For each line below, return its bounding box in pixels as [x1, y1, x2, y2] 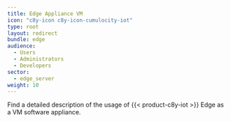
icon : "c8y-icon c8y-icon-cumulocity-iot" [7, 17, 133, 24]
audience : [7, 43, 36, 49]
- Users [13, 49, 36, 56]
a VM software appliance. [7, 108, 81, 116]
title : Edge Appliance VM [7, 10, 83, 17]
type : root [7, 23, 39, 30]
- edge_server [13, 75, 55, 82]
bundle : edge [7, 36, 45, 43]
